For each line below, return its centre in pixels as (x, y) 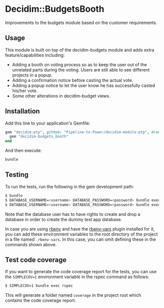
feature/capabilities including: (35, 55)
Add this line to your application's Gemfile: (48, 123)
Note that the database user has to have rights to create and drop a (73, 214)
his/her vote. (25, 90)
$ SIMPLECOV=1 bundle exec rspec (39, 286)
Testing (17, 175)
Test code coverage (36, 260)
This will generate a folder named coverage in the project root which (73, 295)
